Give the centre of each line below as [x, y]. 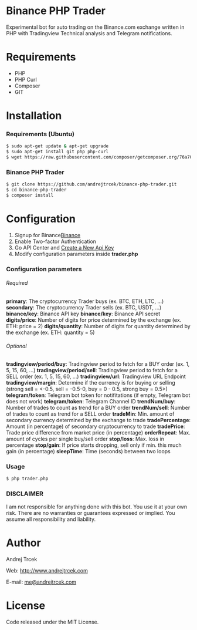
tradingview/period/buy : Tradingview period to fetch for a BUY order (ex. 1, [98, 364]
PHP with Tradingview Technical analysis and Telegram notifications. [89, 33]
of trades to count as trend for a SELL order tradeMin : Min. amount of [90, 414]
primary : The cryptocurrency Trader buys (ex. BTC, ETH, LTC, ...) [85, 301]
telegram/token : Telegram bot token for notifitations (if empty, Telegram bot [98, 395]
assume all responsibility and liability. [51, 519]
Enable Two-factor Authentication [55, 241]
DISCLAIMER [25, 494]
